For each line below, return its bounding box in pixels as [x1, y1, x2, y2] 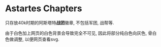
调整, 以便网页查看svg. [13, 36, 60, 42]
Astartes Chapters [5, 3, 82, 14]
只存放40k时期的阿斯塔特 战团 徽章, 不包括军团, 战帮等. [5, 20, 114, 25]
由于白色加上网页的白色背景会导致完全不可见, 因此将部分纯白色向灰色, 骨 [5, 30, 153, 36]
